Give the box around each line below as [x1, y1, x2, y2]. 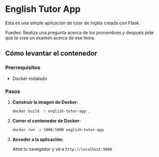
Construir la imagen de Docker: [12, 99, 79, 105]
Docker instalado [12, 76, 47, 81]
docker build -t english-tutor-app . [12, 108, 91, 114]
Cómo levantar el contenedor [5, 49, 98, 58]
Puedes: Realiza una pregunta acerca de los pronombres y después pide [5, 29, 154, 35]
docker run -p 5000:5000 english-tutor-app [12, 127, 104, 132]
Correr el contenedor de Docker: [12, 118, 81, 124]
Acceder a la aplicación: [12, 136, 64, 142]
